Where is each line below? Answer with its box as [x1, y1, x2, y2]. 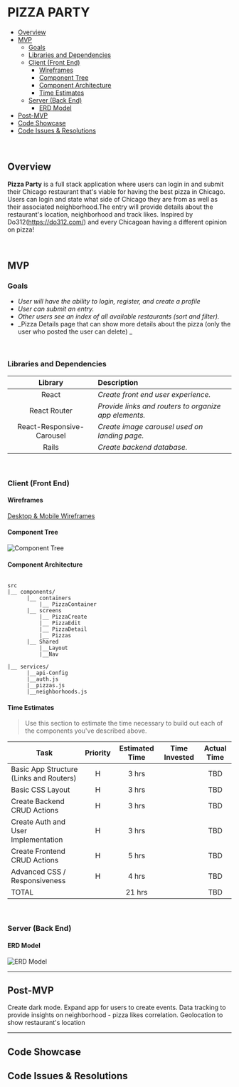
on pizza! [7, 225, 34, 234]
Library [38, 377, 64, 387]
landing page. [97, 431, 144, 441]
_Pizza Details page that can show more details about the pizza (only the [17, 320, 231, 329]
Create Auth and [11, 817, 66, 827]
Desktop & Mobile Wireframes [7, 511, 95, 520]
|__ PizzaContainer [38, 601, 97, 608]
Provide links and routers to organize [97, 401, 221, 411]
